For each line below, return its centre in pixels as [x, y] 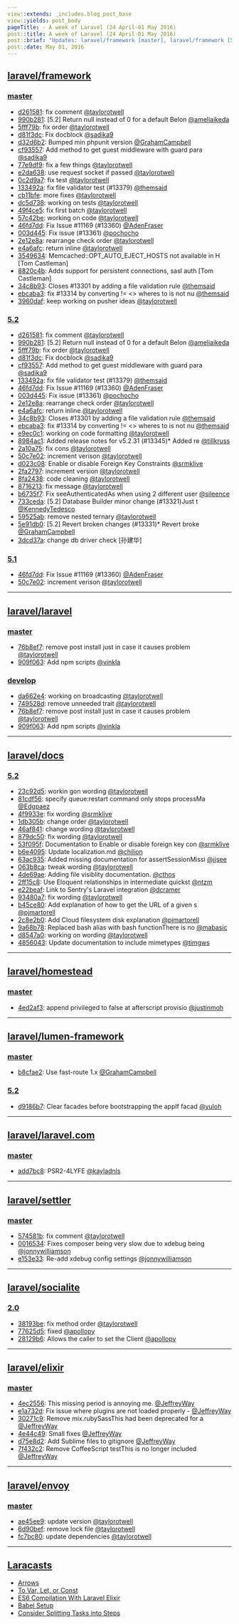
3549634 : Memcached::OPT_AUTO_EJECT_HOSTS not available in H [119, 255]
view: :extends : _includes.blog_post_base [70, 14]
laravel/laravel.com [51, 1136]
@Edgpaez [34, 806]
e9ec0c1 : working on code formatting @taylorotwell [93, 433]
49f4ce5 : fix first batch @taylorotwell [72, 210]
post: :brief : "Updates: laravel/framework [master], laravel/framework [116, 41]
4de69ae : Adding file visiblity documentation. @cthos [96, 874]
